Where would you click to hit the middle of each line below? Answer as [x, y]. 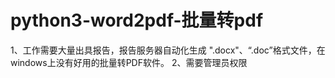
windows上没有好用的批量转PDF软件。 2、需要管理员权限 [129, 62]
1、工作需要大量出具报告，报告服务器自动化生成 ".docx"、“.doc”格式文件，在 [168, 50]
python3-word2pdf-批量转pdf [137, 20]
